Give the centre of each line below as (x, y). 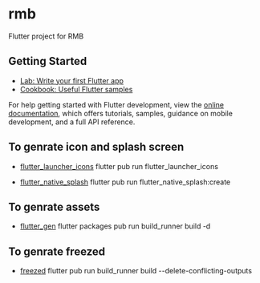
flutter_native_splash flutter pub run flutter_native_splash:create (125, 182)
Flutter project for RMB (46, 36)
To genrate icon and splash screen (96, 147)
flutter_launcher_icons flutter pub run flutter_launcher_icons (119, 166)
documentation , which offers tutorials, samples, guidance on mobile (120, 113)
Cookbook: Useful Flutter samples (76, 89)
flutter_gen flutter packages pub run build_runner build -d (115, 226)
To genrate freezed (57, 251)
